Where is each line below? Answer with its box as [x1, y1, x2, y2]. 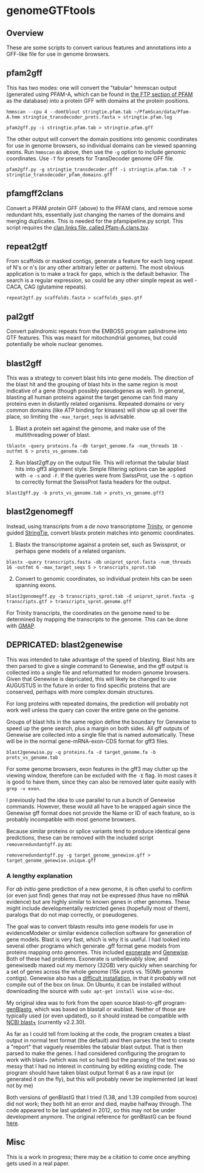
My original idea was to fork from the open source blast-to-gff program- [6, 999, 187, 1006]
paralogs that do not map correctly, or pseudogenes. [6, 911, 138, 918]
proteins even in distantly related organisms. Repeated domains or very [6, 400, 185, 408]
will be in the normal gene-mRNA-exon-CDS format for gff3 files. [6, 737, 169, 745]
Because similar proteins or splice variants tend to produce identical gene [6, 827, 191, 835]
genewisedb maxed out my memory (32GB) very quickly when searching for [6, 961, 197, 969]
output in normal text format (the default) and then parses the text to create [6, 1036, 195, 1044]
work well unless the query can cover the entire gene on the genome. [6, 706, 180, 714]
